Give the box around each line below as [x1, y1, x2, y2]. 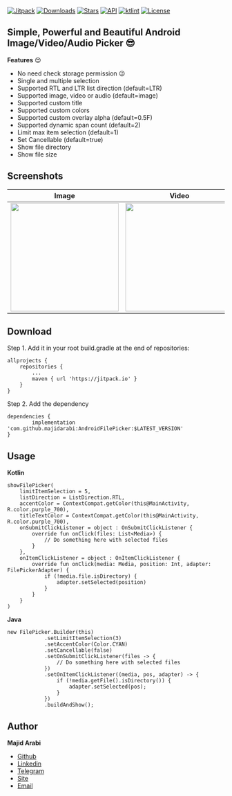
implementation [32, 419, 76, 426]
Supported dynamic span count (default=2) [17, 121, 141, 129]
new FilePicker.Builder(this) [7, 629, 95, 636]
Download [7, 326, 52, 337]
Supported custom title [17, 98, 83, 107]
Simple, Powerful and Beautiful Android [7, 26, 181, 38]
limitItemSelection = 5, [19, 488, 91, 495]
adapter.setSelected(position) [56, 579, 147, 586]
